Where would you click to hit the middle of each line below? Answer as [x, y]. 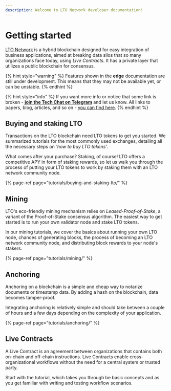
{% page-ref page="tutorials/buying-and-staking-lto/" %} [67, 183]
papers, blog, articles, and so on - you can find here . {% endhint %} [77, 107]
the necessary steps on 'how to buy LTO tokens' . [57, 147]
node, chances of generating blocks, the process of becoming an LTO [79, 237]
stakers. [14, 248]
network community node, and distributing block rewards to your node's [82, 243]
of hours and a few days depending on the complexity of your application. [83, 313]
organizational [20, 362]
